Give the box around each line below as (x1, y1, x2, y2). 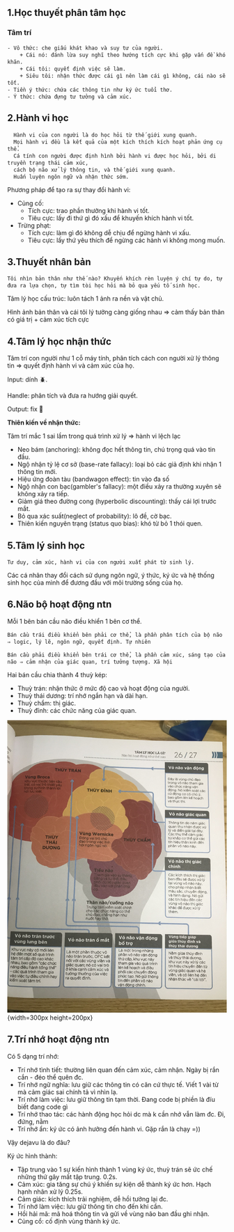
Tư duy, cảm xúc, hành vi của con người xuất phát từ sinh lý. (7, 558, 195, 566)
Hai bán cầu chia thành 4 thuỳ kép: (7, 670, 108, 679)
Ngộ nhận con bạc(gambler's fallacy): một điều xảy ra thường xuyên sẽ (17, 482, 221, 491)
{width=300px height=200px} (7, 1013, 93, 1022)
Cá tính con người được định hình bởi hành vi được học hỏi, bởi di (13, 152, 217, 159)
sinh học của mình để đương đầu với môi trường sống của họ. (7, 578, 183, 587)
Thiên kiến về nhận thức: (7, 418, 81, 427)
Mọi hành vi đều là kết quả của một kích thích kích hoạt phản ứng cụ (13, 139, 223, 145)
